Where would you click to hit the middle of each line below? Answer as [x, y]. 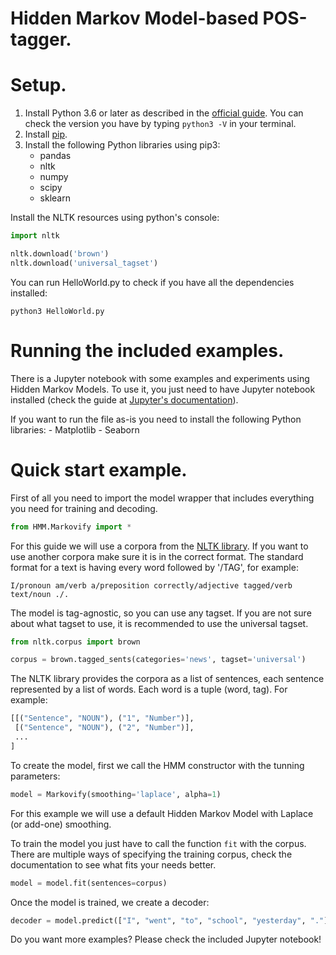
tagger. [41, 39]
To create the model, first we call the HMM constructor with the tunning [157, 765]
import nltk [35, 236]
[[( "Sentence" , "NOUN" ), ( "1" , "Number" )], [102, 718]
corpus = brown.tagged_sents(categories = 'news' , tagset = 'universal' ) [158, 660]
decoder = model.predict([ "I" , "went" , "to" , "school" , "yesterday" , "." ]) [171, 920]
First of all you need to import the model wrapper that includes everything [162, 498]
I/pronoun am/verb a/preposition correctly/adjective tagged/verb [151, 585]
